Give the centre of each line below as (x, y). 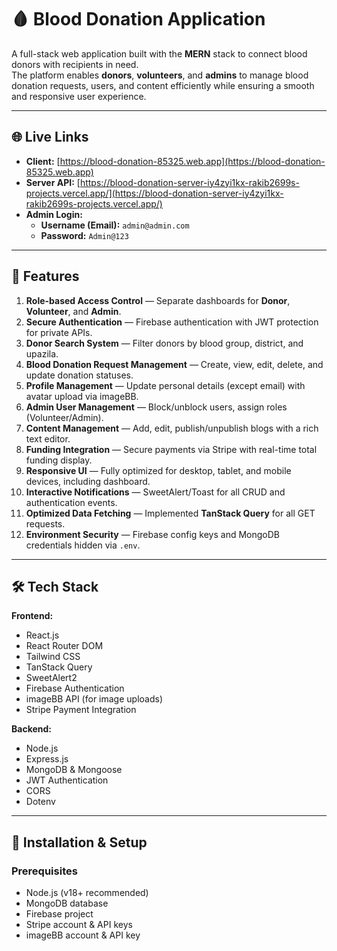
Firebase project (59, 914)
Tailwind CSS (53, 657)
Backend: (31, 729)
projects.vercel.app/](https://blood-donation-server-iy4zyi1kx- (154, 193)
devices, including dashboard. (88, 481)
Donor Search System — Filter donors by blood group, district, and (164, 343)
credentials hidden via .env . (83, 545)
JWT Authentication (67, 780)
